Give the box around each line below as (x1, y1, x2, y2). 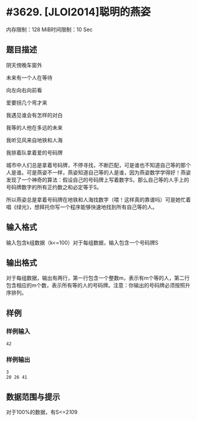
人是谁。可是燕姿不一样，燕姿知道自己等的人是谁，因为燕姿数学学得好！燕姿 (6, 169, 191, 176)
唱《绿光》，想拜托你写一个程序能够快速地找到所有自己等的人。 (6, 203, 158, 210)
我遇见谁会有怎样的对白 (6, 111, 63, 118)
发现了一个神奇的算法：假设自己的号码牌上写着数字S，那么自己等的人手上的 (6, 176, 189, 183)
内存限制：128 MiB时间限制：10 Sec (6, 26, 93, 33)
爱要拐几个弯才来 (6, 99, 47, 106)
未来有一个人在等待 (6, 74, 53, 81)
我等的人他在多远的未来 (6, 124, 63, 131)
